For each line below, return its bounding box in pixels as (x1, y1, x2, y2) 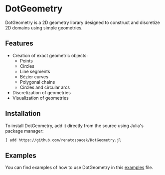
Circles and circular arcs (19, 84, 70, 90)
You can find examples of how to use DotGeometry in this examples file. (5, 165, 154, 171)
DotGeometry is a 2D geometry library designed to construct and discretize (5, 19, 161, 25)
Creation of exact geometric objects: (12, 52, 88, 58)
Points (19, 58, 33, 64)
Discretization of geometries (12, 89, 71, 95)
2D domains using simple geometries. (5, 24, 83, 30)
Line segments (19, 68, 50, 74)
